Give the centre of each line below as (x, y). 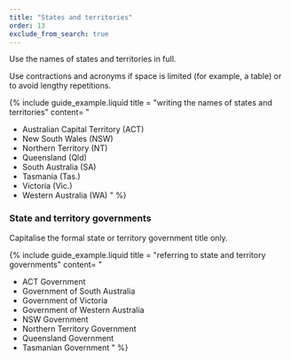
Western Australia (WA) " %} (74, 195)
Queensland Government (68, 338)
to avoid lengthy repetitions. (60, 86)
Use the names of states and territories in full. (93, 59)
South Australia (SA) (59, 167)
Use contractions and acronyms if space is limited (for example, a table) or (145, 76)
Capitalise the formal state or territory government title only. (118, 238)
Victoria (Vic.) (47, 186)
